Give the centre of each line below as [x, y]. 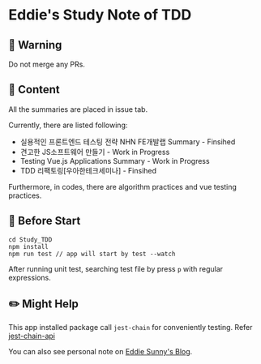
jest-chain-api [32, 336]
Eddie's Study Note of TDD [100, 15]
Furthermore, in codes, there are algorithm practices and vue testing [123, 186]
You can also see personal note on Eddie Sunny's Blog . [101, 352]
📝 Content [34, 90]
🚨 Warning [35, 45]
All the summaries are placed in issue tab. [78, 109]
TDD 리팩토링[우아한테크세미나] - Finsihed [88, 170]
